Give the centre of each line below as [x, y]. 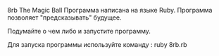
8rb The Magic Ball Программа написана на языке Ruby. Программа [110, 10]
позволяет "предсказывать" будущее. [64, 17]
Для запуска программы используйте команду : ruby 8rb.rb [98, 44]
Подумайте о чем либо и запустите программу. [79, 31]
